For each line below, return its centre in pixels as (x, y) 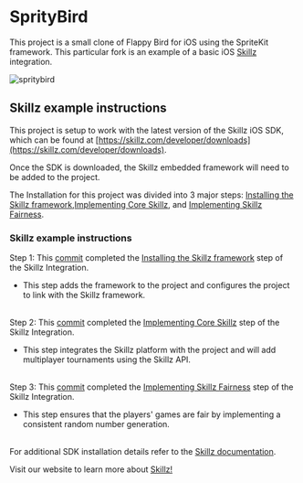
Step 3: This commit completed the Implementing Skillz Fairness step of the (151, 387)
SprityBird (49, 17)
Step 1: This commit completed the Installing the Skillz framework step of (146, 258)
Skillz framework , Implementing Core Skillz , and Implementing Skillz (136, 204)
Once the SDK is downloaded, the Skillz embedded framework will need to (149, 167)
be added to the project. (55, 177)
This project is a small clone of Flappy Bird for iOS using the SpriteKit (139, 42)
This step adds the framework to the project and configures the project (156, 285)
